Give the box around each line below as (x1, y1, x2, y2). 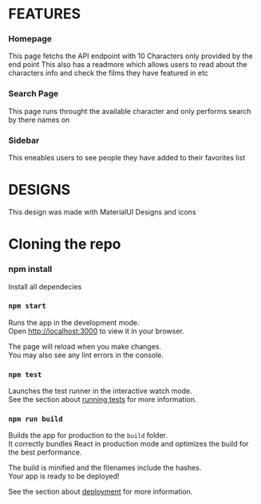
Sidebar (8, 135, 40, 146)
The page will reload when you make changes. (8, 341, 162, 351)
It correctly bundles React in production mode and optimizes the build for (8, 439, 249, 449)
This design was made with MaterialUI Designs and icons (8, 207, 197, 217)
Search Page (8, 89, 59, 100)
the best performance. (8, 447, 82, 457)
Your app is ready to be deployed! (8, 471, 120, 481)
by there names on (8, 115, 70, 124)
